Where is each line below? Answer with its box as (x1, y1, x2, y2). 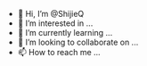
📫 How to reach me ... (17, 47, 101, 57)
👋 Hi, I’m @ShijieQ (17, 9, 85, 19)
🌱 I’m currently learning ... (17, 28, 113, 37)
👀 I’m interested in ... (17, 18, 94, 29)
